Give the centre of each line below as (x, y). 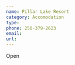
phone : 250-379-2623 (31, 28)
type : (13, 22)
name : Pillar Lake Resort (37, 12)
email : (14, 34)
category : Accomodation (35, 17)
